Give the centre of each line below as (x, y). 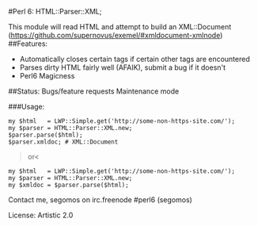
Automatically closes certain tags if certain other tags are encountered (135, 59)
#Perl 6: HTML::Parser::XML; (55, 11)
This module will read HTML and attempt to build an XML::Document (120, 27)
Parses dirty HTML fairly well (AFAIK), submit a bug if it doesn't (123, 67)
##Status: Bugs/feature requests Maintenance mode (94, 91)
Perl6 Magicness (47, 76)
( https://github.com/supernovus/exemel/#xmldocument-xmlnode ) (116, 35)
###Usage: (27, 107)
